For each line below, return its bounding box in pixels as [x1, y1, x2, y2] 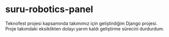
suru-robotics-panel [5, 4, 93, 15]
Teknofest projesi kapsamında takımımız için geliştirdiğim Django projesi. [5, 20, 158, 26]
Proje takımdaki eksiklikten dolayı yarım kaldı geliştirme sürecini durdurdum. [5, 25, 164, 31]
